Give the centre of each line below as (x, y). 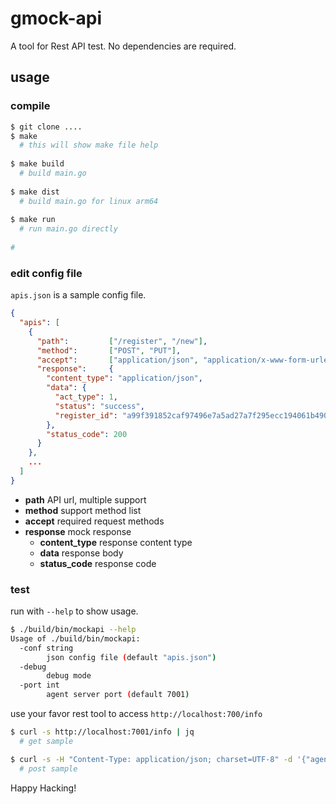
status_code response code (98, 563)
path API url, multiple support (85, 499)
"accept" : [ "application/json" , (117, 360)
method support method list (83, 510)
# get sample (46, 741)
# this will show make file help (89, 145)
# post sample (48, 768)
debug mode (69, 676)
